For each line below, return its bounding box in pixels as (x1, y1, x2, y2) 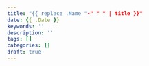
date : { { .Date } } (7, 16, 60, 23)
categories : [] (7, 42, 51, 49)
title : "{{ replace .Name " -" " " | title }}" (7, 10, 143, 17)
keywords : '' (7, 23, 45, 30)
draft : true (7, 49, 41, 56)
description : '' (7, 29, 54, 36)
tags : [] (7, 36, 32, 43)
